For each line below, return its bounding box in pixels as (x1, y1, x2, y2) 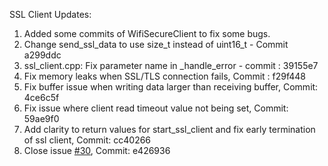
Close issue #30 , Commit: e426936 (23, 145, 171, 156)
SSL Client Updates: (9, 9, 92, 20)
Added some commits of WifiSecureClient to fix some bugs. (23, 28, 271, 39)
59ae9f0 (23, 113, 60, 124)
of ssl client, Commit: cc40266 (23, 134, 152, 146)
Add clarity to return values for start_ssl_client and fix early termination (23, 124, 316, 135)
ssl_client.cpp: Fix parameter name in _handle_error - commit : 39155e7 (23, 60, 319, 71)
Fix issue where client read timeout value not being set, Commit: (23, 102, 289, 114)
